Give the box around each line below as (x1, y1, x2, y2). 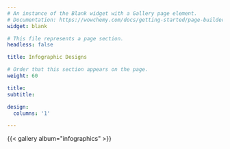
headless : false (7, 42, 53, 49)
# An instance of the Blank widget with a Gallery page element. (7, 10, 197, 17)
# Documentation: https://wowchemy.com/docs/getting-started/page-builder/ (7, 16, 228, 23)
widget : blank (7, 23, 48, 29)
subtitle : (7, 91, 36, 98)
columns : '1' (13, 110, 51, 117)
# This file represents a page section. (7, 35, 125, 42)
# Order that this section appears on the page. (7, 66, 149, 73)
